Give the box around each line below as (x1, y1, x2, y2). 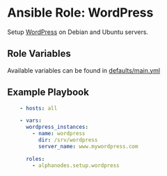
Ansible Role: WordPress (7, 5, 154, 21)
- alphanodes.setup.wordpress (32, 161, 120, 169)
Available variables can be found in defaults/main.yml (7, 66, 161, 74)
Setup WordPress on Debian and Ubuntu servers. (7, 28, 148, 36)
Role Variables (7, 48, 71, 60)
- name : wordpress (32, 130, 86, 137)
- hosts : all (19, 105, 58, 112)
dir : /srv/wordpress (38, 137, 98, 143)
